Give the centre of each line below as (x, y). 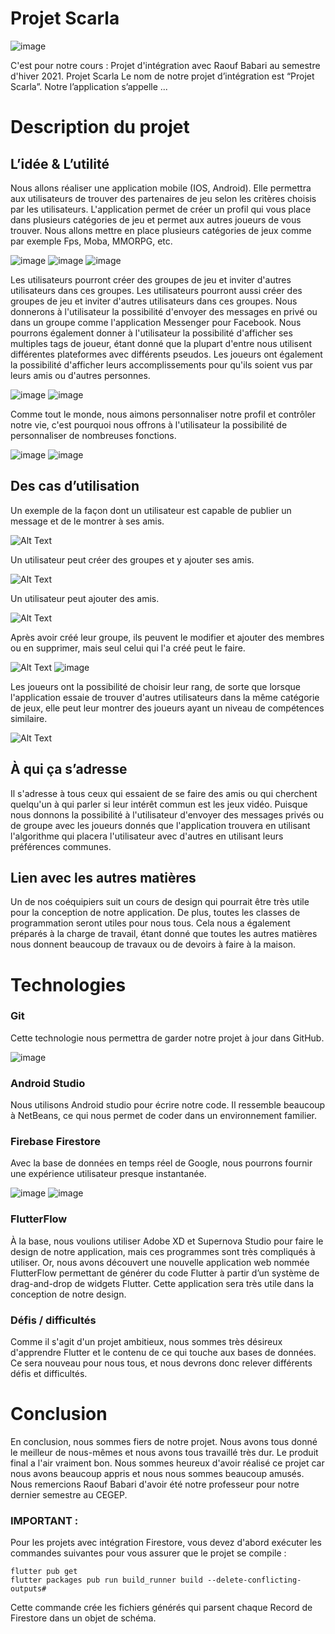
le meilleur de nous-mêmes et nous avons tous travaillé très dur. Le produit (164, 1452)
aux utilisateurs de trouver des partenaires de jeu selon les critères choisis (163, 198)
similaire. (29, 718)
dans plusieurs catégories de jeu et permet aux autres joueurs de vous (156, 219)
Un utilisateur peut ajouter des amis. (85, 598)
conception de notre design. (68, 1294)
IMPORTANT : (44, 1520)
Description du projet (100, 127)
